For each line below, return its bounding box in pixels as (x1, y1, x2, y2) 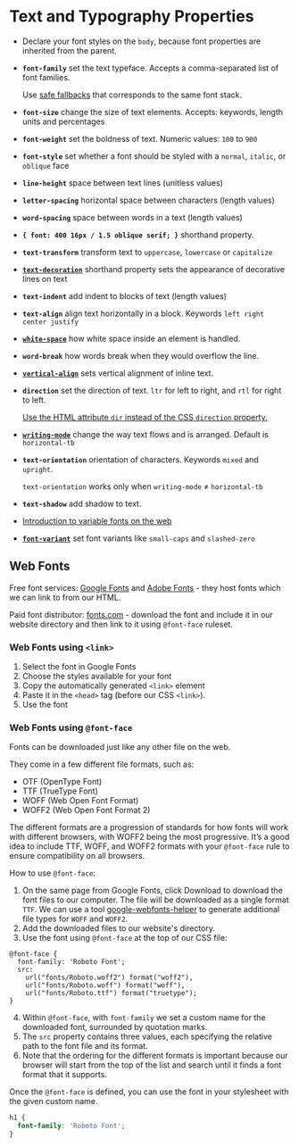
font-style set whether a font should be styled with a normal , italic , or (21, 150, 287, 162)
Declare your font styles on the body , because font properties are (21, 36, 262, 46)
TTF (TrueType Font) (21, 785, 98, 796)
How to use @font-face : (9, 868, 96, 878)
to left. (21, 395, 46, 405)
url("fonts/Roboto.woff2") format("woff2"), (25, 973, 194, 983)
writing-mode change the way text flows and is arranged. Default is (21, 428, 270, 439)
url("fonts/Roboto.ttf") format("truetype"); (25, 989, 198, 998)
